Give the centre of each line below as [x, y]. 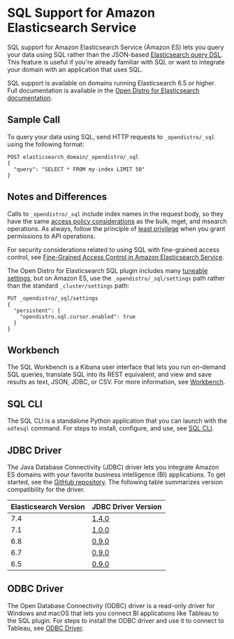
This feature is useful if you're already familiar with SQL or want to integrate [116, 62]
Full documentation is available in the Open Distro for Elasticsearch [103, 90]
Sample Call [34, 120]
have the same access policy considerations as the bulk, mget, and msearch [117, 221]
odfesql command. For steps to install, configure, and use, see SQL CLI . [111, 428]
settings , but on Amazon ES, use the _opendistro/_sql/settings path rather [116, 278]
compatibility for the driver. [46, 489]
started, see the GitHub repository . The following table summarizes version [115, 482]
